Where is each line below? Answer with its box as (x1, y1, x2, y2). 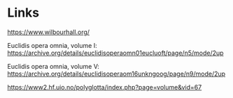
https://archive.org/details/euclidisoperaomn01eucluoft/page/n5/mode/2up (7, 49, 224, 57)
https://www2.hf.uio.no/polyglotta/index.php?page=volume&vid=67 (7, 83, 202, 91)
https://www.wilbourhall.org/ (7, 28, 90, 36)
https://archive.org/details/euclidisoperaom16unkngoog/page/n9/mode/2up (7, 70, 226, 78)
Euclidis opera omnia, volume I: (7, 41, 97, 49)
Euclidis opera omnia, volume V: (7, 62, 99, 70)
